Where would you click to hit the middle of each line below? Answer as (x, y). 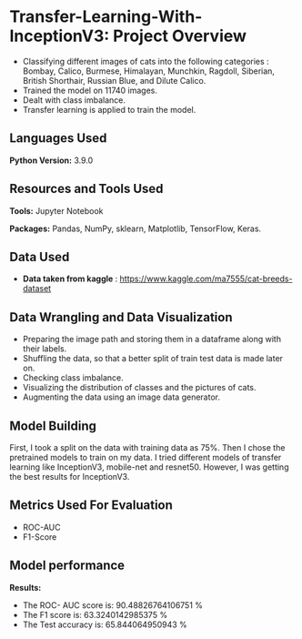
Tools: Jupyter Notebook (56, 210)
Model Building (53, 426)
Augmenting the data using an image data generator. (121, 397)
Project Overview (180, 36)
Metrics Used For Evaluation (91, 506)
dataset (37, 289)
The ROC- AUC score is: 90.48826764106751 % (112, 605)
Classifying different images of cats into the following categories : (146, 61)
